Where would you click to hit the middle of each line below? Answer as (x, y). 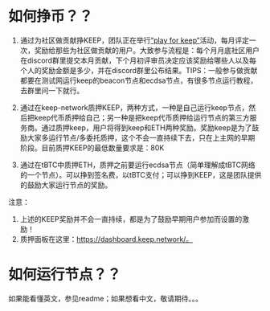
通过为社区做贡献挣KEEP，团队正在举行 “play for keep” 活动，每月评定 (135, 40)
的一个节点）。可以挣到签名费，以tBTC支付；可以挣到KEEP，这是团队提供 (141, 174)
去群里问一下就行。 (52, 90)
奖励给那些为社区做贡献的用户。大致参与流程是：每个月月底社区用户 (147, 50)
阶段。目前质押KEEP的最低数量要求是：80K (92, 147)
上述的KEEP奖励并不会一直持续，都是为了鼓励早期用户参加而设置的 (131, 219)
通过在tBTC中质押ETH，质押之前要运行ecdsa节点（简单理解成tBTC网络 (137, 165)
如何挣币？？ (51, 16)
